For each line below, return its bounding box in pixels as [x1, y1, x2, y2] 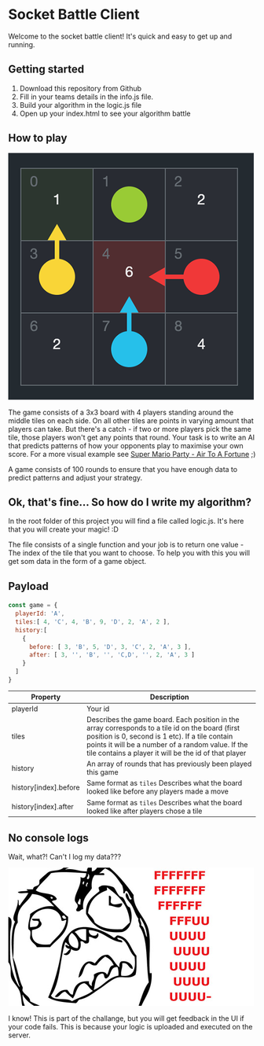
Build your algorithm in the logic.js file [19, 100, 142, 109]
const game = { [8, 602, 58, 610]
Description [149, 692, 189, 702]
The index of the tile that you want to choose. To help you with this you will [8, 548, 250, 558]
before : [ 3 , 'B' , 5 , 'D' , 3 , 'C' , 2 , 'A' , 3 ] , [28, 643, 192, 650]
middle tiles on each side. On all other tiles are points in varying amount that [8, 415, 254, 425]
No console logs [8, 831, 89, 845]
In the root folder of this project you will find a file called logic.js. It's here [8, 517, 244, 526]
